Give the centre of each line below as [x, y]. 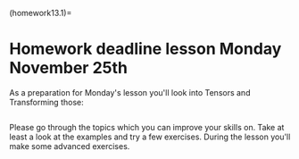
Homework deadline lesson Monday [145, 49]
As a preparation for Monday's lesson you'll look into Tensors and [130, 92]
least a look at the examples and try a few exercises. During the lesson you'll [150, 137]
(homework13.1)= [41, 13]
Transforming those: [46, 102]
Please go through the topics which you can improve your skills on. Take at [147, 127]
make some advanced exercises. [70, 146]
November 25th [68, 68]
